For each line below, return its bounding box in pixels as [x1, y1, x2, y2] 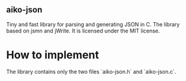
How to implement [6, 48, 99, 62]
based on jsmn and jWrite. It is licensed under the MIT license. [6, 27, 160, 34]
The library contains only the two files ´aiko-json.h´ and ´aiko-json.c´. [6, 68, 176, 75]
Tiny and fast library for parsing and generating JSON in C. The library [6, 20, 180, 28]
